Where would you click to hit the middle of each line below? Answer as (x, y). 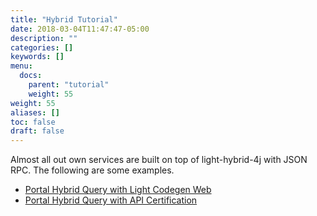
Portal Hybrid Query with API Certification (111, 200)
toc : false (33, 122)
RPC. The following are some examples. (92, 170)
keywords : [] (37, 57)
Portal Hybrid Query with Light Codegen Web (118, 190)
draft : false (37, 131)
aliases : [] (35, 112)
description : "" (44, 38)
